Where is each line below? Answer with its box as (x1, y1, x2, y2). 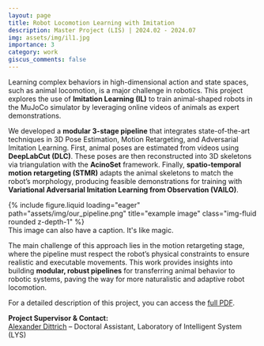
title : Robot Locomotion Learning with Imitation (8, 19, 175, 27)
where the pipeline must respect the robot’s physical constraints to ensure (8, 249, 250, 258)
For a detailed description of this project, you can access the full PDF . (8, 298, 236, 307)
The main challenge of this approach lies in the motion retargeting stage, (8, 240, 245, 250)
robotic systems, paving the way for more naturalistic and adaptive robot (8, 274, 245, 284)
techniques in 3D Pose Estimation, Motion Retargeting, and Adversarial (8, 134, 239, 144)
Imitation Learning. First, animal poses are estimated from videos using (8, 143, 239, 152)
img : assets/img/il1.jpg (8, 33, 90, 42)
